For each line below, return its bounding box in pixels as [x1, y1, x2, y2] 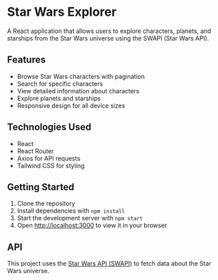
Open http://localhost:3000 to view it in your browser [16, 221, 167, 230]
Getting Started [7, 181, 75, 193]
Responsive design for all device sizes [16, 101, 125, 110]
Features [7, 54, 46, 66]
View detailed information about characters [16, 86, 140, 95]
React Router [16, 147, 54, 155]
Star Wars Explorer [7, 4, 117, 20]
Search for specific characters [16, 80, 104, 88]
